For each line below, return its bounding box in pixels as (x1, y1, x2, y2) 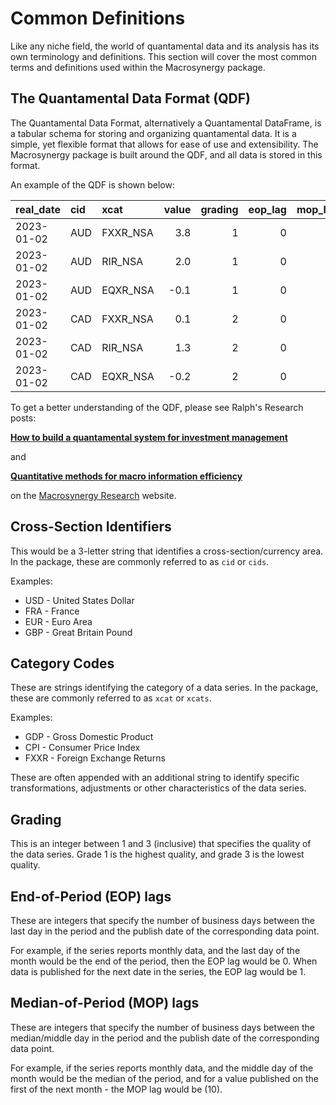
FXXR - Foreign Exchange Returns (24, 752, 166, 764)
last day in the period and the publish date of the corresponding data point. (10, 925, 320, 937)
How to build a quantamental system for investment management (10, 431, 288, 443)
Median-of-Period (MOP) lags (10, 995, 200, 1012)
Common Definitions (10, 7, 186, 30)
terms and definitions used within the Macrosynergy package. (10, 61, 266, 73)
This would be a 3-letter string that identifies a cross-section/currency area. (10, 545, 324, 557)
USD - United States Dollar (24, 594, 135, 606)
